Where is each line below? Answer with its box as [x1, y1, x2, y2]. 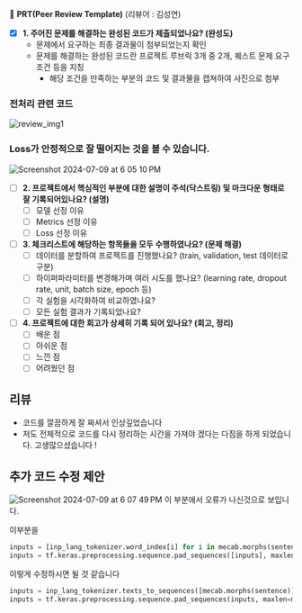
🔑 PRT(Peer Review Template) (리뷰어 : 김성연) [9, 9, 182, 19]
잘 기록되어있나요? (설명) [22, 194, 110, 204]
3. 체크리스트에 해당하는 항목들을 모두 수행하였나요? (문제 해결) [22, 239, 243, 249]
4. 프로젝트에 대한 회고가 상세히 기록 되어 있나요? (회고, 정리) [22, 318, 234, 329]
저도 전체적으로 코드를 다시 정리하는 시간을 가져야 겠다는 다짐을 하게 [22, 428, 261, 439]
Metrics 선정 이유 [35, 216, 98, 227]
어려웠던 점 [35, 363, 75, 374]
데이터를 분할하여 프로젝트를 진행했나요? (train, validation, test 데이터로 [35, 249, 289, 260]
